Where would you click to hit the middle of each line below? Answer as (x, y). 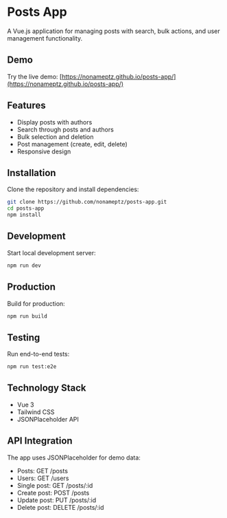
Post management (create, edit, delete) (72, 144)
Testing (24, 337)
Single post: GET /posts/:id (55, 485)
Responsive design (44, 151)
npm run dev (24, 266)
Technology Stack (47, 388)
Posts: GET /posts (43, 471)
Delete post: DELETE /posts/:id (60, 507)
